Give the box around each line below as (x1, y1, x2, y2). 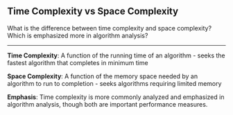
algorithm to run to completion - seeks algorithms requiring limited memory (7, 79, 222, 87)
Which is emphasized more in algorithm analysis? (7, 31, 148, 39)
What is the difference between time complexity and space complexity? (7, 24, 212, 32)
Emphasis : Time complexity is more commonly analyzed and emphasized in (7, 93, 225, 101)
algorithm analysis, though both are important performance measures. (7, 100, 208, 108)
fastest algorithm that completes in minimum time (7, 58, 148, 67)
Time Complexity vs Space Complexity (7, 6, 179, 17)
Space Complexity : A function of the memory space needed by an (7, 72, 198, 80)
